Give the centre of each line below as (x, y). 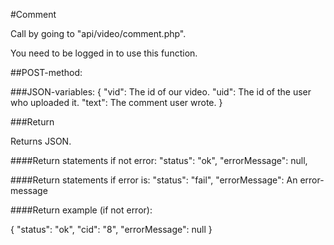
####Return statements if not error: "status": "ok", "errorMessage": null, (159, 160)
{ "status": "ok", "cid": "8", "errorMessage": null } (111, 229)
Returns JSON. (41, 141)
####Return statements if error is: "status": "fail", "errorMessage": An (154, 180)
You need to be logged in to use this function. (104, 53)
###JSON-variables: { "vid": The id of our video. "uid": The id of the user (161, 92)
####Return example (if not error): (81, 210)
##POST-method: (46, 72)
